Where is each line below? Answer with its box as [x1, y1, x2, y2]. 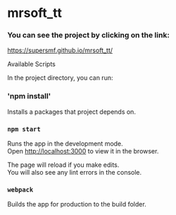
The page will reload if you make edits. [7, 161, 120, 169]
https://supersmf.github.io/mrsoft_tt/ [7, 46, 113, 54]
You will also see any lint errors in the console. [7, 168, 142, 177]
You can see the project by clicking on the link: [7, 30, 170, 40]
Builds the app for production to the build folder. [7, 200, 146, 209]
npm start [7, 125, 41, 133]
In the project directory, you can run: [7, 74, 113, 82]
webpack [7, 186, 34, 194]
